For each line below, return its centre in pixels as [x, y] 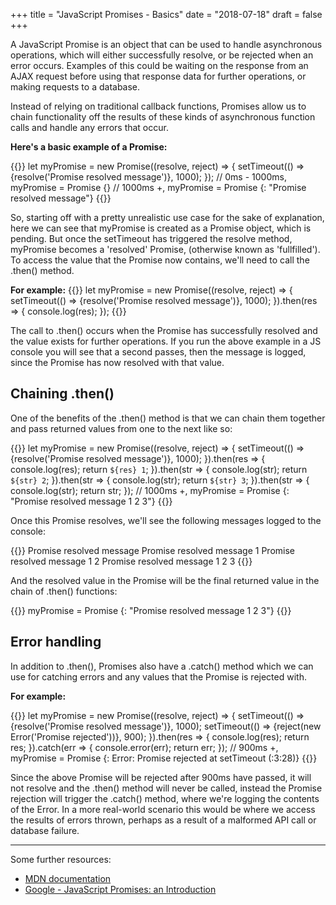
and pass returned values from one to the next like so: [121, 428]
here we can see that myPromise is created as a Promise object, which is [161, 228]
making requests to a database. [75, 87]
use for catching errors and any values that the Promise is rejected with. [158, 676]
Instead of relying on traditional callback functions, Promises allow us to [158, 106]
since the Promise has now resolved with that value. [117, 362]
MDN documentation [68, 878]
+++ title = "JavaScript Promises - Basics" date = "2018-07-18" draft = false [166, 14]
